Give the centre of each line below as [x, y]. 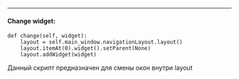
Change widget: [31, 21]
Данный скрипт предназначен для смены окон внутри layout [100, 68]
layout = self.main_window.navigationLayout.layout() [101, 42]
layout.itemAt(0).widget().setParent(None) [86, 48]
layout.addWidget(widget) [59, 55]
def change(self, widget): [47, 36]
